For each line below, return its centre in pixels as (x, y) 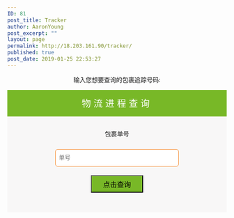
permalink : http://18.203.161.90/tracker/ (70, 46)
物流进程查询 (117, 103)
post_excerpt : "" (32, 33)
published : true (31, 53)
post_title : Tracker (37, 20)
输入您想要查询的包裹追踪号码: (117, 79)
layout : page (26, 40)
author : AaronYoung (36, 26)
